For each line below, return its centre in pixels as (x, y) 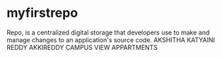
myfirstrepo (42, 13)
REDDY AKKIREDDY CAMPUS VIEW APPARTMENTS (82, 47)
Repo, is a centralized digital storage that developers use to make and (108, 32)
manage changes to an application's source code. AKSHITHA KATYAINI (111, 39)
